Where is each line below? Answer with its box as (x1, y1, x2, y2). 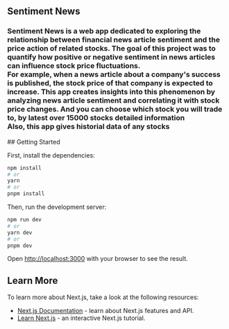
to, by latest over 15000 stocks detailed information (7, 113, 185, 123)
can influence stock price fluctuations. (7, 61, 141, 71)
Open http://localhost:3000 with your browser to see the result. (7, 255, 189, 263)
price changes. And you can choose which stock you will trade (7, 104, 223, 114)
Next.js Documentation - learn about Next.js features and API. (17, 307, 194, 315)
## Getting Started (7, 137, 60, 146)
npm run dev (7, 217, 42, 223)
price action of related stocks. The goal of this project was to (7, 44, 217, 53)
